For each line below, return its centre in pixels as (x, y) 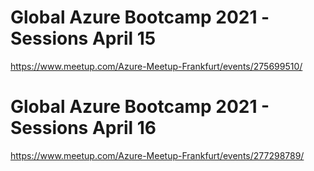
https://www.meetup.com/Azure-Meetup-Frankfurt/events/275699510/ (156, 66)
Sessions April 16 (83, 128)
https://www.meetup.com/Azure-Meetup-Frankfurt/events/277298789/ (157, 155)
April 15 (124, 38)
